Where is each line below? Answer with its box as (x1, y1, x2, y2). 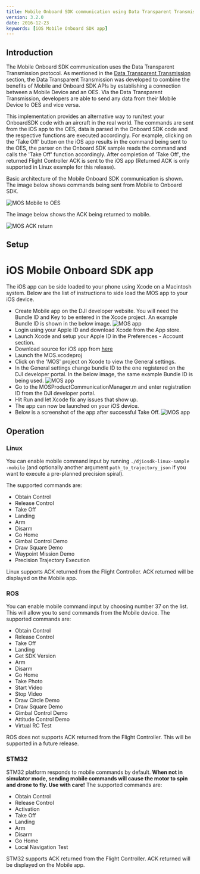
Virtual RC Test (14, 722, 52, 729)
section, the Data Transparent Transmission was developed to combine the (6, 76, 190, 83)
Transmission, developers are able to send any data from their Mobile (6, 95, 177, 102)
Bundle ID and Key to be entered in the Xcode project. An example (14, 314, 177, 321)
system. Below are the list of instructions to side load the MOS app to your (6, 290, 189, 297)
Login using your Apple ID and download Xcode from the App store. (14, 326, 182, 334)
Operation (6, 426, 45, 436)
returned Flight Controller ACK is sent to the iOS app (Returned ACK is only (6, 157, 190, 165)
